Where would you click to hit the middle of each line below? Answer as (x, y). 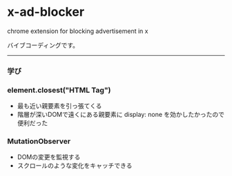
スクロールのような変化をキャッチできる (75, 166)
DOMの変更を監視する (49, 157)
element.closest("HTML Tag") (59, 90)
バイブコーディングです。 (43, 45)
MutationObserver (39, 142)
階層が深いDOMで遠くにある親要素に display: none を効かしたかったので (121, 115)
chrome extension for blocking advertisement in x (78, 31)
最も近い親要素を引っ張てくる (59, 106)
